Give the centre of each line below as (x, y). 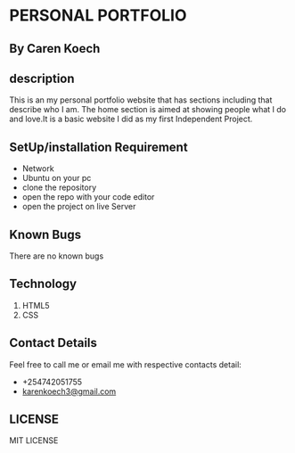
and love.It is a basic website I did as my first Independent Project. (131, 119)
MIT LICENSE (34, 441)
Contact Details (53, 343)
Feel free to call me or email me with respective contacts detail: (126, 364)
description (42, 78)
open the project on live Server (79, 207)
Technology (43, 284)
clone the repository (59, 187)
